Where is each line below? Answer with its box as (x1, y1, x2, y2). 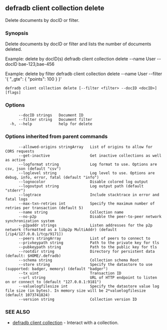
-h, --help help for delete (9, 121, 93, 126)
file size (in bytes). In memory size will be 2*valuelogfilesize (5, 288, 146, 293)
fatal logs (5, 197, 28, 202)
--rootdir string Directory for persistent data (18, 249, 155, 254)
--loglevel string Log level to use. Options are (18, 170, 155, 176)
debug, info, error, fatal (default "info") (5, 175, 99, 180)
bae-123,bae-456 (18, 61, 55, 67)
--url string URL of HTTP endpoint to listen (18, 275, 157, 280)
